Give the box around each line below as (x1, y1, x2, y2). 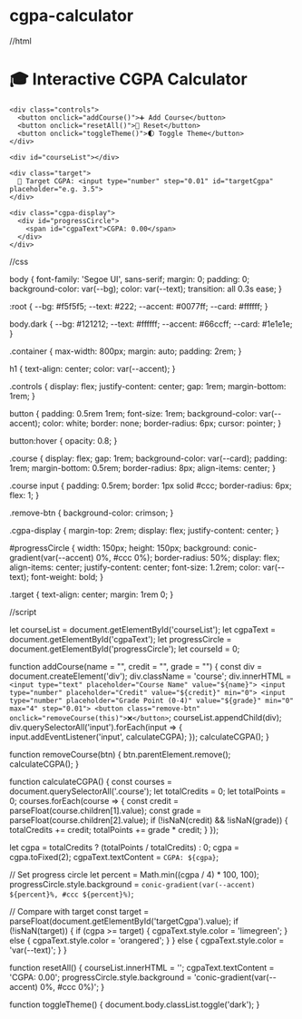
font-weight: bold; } (31, 571, 104, 582)
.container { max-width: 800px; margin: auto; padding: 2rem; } (9, 346, 242, 357)
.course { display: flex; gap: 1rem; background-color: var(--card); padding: (9, 453, 287, 464)
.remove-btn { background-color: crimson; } (9, 507, 174, 518)
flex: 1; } (9, 489, 39, 500)
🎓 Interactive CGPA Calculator (9, 69, 248, 90)
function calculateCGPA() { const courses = (9, 776, 172, 787)
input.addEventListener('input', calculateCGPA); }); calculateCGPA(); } (9, 731, 269, 742)
